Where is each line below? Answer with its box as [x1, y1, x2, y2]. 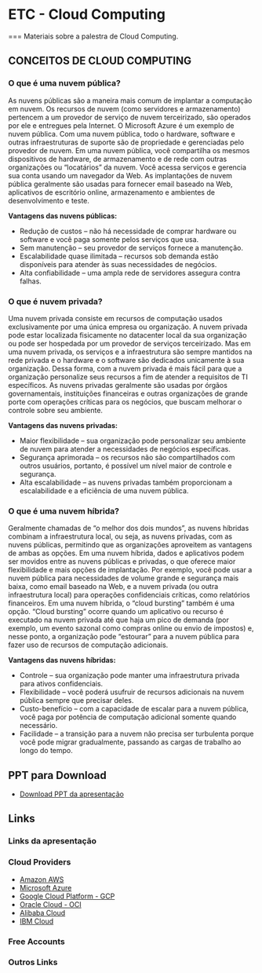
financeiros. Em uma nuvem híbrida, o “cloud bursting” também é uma [8, 598, 235, 608]
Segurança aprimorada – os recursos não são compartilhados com [19, 452, 235, 462]
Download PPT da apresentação [19, 789, 124, 799]
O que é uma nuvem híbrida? [8, 505, 120, 516]
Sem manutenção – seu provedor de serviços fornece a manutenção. [19, 243, 244, 252]
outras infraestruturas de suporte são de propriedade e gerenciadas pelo [8, 137, 245, 147]
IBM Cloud [19, 916, 54, 926]
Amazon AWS [19, 874, 64, 884]
